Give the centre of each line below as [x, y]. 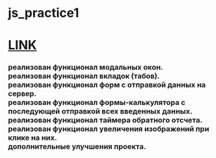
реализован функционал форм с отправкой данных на [107, 85]
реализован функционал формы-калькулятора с [97, 102]
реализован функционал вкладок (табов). [84, 76]
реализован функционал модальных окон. [86, 67]
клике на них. [33, 138]
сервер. [23, 94]
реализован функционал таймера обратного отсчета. [105, 120]
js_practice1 [44, 13]
